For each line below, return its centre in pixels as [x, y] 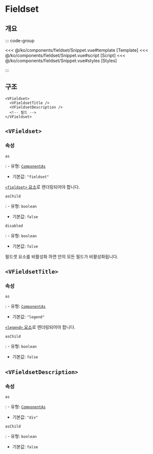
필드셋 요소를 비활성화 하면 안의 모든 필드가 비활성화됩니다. [62, 256]
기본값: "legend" [28, 317]
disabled [14, 226]
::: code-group [20, 41]
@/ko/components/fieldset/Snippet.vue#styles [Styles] [61, 61]
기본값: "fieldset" [31, 176]
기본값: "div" [25, 417]
